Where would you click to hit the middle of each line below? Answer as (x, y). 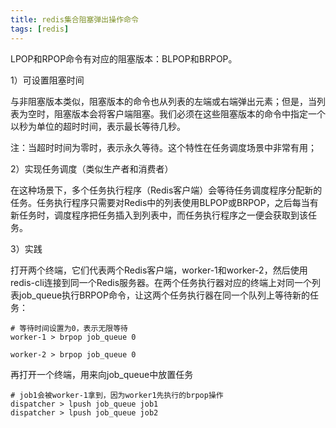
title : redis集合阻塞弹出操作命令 (74, 19)
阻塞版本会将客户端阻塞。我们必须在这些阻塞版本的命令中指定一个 (189, 113)
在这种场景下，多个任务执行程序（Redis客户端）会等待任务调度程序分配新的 (166, 190)
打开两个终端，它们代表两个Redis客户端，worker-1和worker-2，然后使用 (159, 270)
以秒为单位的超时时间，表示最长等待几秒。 (98, 126)
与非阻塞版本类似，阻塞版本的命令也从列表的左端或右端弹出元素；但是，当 (163, 101)
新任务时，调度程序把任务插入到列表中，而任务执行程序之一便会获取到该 (159, 215)
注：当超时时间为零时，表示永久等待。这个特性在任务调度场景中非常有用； (163, 147)
